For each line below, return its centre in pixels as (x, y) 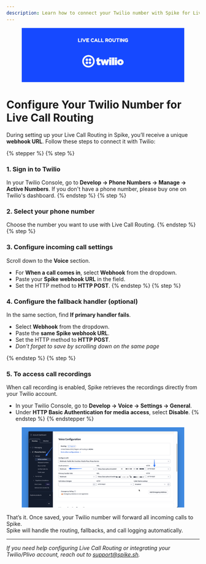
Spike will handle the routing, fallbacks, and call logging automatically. (95, 530)
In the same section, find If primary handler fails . (69, 315)
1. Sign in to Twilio (33, 169)
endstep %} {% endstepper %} (54, 419)
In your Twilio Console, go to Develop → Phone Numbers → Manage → (96, 183)
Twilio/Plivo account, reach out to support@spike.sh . (73, 554)
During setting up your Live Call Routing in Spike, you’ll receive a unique (97, 134)
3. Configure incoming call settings (60, 247)
